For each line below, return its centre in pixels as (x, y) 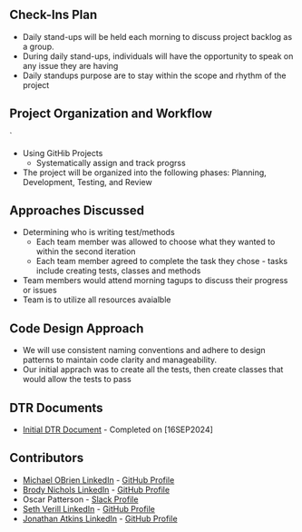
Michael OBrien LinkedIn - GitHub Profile (98, 479)
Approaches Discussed (77, 211)
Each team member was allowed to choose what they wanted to (156, 242)
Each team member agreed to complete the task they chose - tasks (162, 261)
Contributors (47, 458)
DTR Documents (56, 408)
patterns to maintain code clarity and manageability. (120, 360)
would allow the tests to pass (77, 379)
